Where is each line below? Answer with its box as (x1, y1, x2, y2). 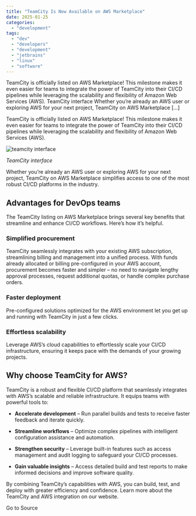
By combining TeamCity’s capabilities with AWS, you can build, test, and (6, 480, 180, 487)
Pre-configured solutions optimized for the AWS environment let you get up (6, 306, 188, 314)
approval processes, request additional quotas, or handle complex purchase (6, 272, 190, 279)
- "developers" (11, 42, 49, 48)
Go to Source (6, 504, 38, 511)
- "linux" (11, 58, 35, 63)
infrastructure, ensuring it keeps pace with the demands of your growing (6, 348, 181, 355)
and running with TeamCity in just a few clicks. (6, 313, 119, 320)
